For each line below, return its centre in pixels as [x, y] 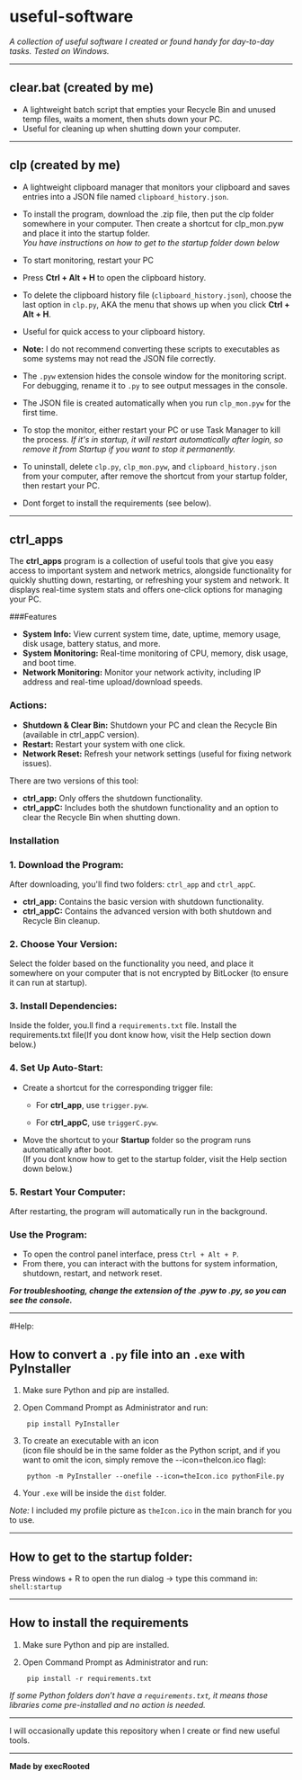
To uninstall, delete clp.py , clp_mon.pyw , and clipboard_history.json [149, 466]
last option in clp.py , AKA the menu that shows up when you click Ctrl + [156, 304]
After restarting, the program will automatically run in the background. [138, 1212]
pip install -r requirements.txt [89, 1678]
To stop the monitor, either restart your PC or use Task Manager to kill [151, 430]
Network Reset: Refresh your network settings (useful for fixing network [157, 754]
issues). [37, 763]
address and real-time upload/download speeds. [112, 682]
